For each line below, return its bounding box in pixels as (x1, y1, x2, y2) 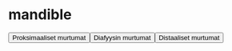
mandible (8, 6, 72, 24)
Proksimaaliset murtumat (12, 33, 86, 41)
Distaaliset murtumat (158, 33, 220, 41)
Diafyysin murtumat (93, 33, 151, 41)
